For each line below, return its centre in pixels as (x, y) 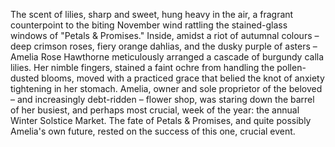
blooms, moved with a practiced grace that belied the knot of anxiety (183, 78)
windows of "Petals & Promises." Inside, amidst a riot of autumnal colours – (165, 35)
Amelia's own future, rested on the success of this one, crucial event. (153, 131)
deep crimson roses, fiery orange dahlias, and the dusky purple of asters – (164, 46)
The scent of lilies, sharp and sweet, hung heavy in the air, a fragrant (152, 14)
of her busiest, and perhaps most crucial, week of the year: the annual (155, 110)
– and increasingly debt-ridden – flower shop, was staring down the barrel (162, 99)
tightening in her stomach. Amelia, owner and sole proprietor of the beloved (166, 88)
